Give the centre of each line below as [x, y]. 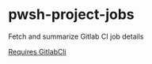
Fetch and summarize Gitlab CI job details [76, 36]
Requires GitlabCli [37, 51]
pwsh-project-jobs [71, 15]
